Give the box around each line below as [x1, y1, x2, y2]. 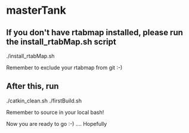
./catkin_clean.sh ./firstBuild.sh [6, 97, 82, 104]
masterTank [6, 4, 67, 17]
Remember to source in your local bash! [6, 109, 104, 116]
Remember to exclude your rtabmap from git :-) [6, 64, 123, 71]
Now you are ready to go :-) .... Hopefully [6, 120, 107, 127]
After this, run [6, 81, 59, 91]
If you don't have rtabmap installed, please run [6, 27, 184, 38]
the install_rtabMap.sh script [6, 36, 116, 47]
